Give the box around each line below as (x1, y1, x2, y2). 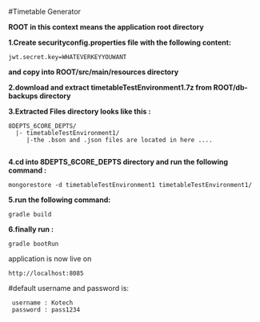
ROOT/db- (213, 83, 248, 92)
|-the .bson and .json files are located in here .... (26, 136, 214, 144)
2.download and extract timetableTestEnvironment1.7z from (8, 83, 212, 92)
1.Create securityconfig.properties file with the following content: (8, 38, 232, 47)
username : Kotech (11, 299, 74, 307)
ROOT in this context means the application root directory (8, 22, 204, 31)
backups (8, 91, 38, 101)
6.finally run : (8, 225, 54, 234)
